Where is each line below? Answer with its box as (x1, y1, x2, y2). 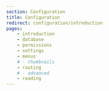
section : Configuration (6, 8, 66, 15)
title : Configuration (6, 14, 60, 20)
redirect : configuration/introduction (6, 20, 103, 26)
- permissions (17, 43, 52, 48)
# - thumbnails (17, 59, 55, 65)
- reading (17, 75, 42, 81)
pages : (6, 25, 23, 32)
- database (17, 37, 44, 43)
